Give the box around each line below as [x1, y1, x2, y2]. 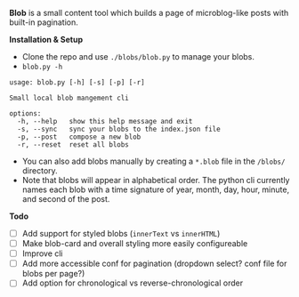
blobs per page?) [21, 269, 85, 279]
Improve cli [21, 248, 64, 259]
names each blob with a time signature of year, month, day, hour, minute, [21, 184, 290, 195]
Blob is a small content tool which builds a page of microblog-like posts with [9, 8, 289, 18]
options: [9, 109, 42, 118]
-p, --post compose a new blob [17, 132, 141, 141]
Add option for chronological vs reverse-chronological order [21, 277, 243, 288]
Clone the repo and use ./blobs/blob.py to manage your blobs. [21, 52, 255, 61]
